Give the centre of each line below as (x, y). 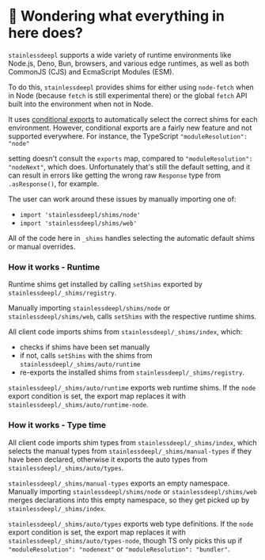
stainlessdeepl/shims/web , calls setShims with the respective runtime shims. (132, 317)
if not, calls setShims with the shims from (86, 356)
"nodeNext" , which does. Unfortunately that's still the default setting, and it (129, 166)
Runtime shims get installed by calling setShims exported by (106, 284)
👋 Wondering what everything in (117, 16)
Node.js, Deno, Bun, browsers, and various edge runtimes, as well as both (129, 63)
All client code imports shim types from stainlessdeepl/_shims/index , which (132, 442)
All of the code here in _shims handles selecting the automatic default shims (132, 238)
